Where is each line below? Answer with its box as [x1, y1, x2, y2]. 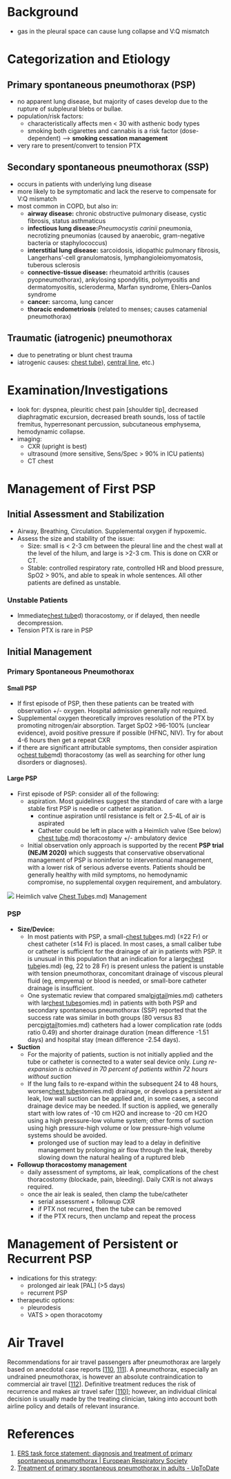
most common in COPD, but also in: [17, 201, 119, 210]
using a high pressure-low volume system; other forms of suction [27, 1116, 214, 1124]
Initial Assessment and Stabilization [7, 508, 165, 520]
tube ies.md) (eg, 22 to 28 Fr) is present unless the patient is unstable [27, 962, 224, 970]
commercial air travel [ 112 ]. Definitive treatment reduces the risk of [7, 1379, 197, 1388]
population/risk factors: [17, 111, 84, 120]
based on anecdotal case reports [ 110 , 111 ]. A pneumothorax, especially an [7, 1365, 219, 1373]
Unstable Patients [7, 595, 68, 605]
